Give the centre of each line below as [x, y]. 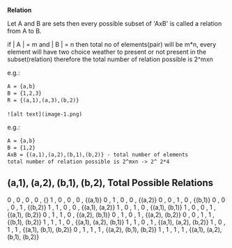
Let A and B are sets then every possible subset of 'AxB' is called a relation [115, 23]
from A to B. [24, 31]
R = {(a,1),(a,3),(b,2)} [43, 100]
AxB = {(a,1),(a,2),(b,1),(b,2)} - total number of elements [98, 155]
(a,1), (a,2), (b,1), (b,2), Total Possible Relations [110, 183]
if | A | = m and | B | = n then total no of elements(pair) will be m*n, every [112, 44]
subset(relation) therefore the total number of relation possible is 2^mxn [110, 59]
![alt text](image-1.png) [45, 114]
